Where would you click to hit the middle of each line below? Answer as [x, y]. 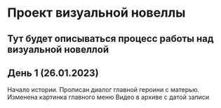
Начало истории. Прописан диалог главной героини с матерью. [103, 90]
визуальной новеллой [58, 49]
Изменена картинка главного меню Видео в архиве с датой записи [108, 97]
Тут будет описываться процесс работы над [110, 39]
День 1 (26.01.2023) [53, 73]
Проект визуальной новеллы [96, 13]
